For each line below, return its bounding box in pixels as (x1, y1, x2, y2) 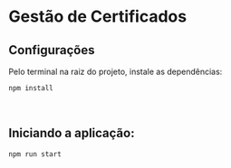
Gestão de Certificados (8, 6, 188, 27)
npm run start (8, 149, 63, 159)
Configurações (8, 42, 96, 58)
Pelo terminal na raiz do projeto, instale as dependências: (8, 66, 223, 77)
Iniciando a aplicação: (8, 126, 135, 141)
